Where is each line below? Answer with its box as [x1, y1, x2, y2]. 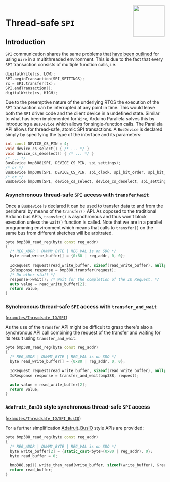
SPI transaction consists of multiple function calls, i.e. [5, 62, 117, 67]
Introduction [5, 38, 46, 46]
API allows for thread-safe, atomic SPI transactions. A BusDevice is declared [5, 126, 163, 132]
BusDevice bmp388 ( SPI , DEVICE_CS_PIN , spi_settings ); [5, 160, 121, 165]
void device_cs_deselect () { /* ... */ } [5, 151, 94, 156]
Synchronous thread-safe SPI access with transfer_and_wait [5, 303, 157, 310]
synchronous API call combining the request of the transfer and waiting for [5, 329, 161, 336]
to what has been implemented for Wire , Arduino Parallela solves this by [5, 116, 155, 122]
